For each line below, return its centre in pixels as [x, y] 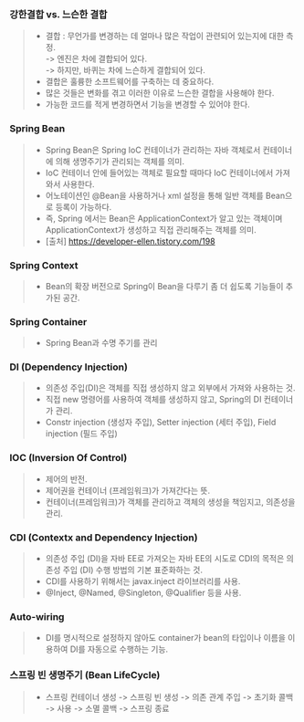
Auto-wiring [37, 617]
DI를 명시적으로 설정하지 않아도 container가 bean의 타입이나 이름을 [165, 638]
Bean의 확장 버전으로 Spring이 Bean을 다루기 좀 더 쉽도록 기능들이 [164, 286]
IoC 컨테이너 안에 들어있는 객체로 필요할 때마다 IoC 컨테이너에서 [159, 173]
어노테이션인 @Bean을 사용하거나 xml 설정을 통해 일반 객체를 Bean [165, 195]
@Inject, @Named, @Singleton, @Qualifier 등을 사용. [143, 593]
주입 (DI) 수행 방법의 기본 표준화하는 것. [133, 570]
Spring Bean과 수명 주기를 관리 [101, 343]
